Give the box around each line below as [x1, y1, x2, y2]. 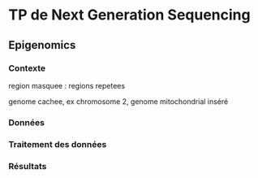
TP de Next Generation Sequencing [8, 6, 251, 24]
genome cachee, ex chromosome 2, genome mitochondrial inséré [8, 96, 229, 106]
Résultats [8, 160, 47, 171]
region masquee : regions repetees [8, 80, 126, 90]
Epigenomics [8, 38, 76, 52]
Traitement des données [8, 138, 107, 150]
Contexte [8, 63, 46, 74]
